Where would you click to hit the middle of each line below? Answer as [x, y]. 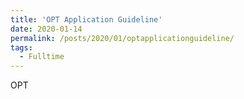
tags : [21, 47]
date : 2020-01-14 [46, 29]
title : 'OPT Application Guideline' [86, 19]
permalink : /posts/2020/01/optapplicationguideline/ [122, 38]
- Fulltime [42, 57]
